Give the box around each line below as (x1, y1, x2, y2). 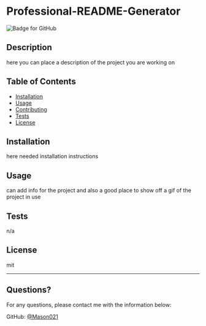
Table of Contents (6, 77, 77, 87)
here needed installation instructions (6, 153, 99, 160)
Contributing (15, 105, 47, 113)
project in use (6, 193, 41, 200)
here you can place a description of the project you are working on (6, 58, 175, 66)
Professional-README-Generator (6, 4, 181, 18)
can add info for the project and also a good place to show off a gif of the (6, 187, 192, 194)
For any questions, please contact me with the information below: (6, 301, 172, 308)
